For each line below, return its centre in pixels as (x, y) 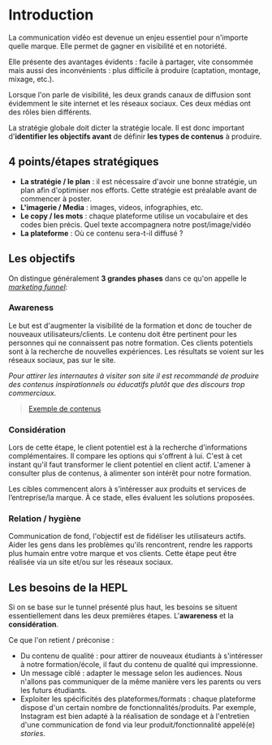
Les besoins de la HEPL (68, 587)
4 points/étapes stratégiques (84, 162)
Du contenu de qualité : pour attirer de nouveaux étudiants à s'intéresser (142, 656)
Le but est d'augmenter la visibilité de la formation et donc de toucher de (130, 325)
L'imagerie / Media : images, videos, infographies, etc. (112, 207)
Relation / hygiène (45, 519)
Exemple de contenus (65, 408)
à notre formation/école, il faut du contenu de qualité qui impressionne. (139, 665)
